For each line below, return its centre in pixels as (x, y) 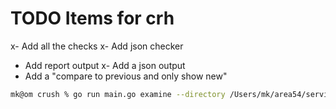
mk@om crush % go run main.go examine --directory (118, 94)
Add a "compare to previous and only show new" (126, 76)
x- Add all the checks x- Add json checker (97, 46)
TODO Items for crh (92, 18)
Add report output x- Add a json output (105, 65)
